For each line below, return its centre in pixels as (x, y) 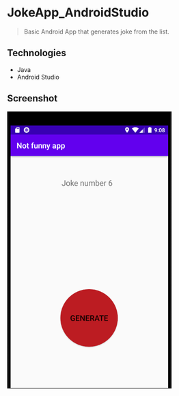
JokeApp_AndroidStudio (78, 13)
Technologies (37, 53)
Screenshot (32, 98)
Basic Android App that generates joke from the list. (96, 32)
